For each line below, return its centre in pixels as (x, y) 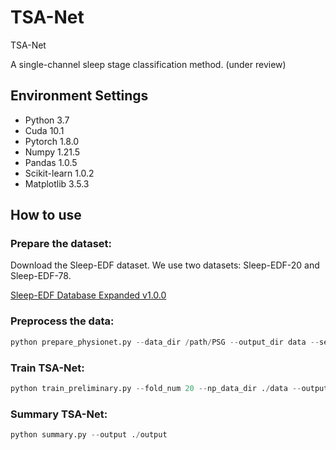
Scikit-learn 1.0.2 (59, 173)
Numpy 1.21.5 (52, 152)
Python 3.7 (47, 120)
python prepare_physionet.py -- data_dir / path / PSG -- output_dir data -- (165, 342)
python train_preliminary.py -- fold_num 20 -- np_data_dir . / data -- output (169, 388)
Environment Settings (79, 96)
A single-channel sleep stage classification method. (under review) (148, 64)
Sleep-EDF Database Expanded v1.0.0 (88, 295)
